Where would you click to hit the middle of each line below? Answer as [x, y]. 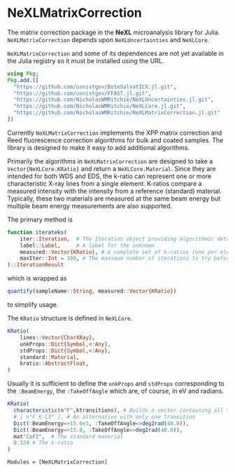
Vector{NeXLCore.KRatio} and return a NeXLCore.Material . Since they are [112, 168]
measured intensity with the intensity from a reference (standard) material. [114, 191]
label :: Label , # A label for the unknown [87, 245]
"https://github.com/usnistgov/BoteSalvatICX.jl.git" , [95, 87]
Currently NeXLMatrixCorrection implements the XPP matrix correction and [115, 133]
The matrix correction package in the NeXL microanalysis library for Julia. [114, 32]
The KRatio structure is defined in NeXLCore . [70, 318]
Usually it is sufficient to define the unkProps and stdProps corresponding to [116, 384]
